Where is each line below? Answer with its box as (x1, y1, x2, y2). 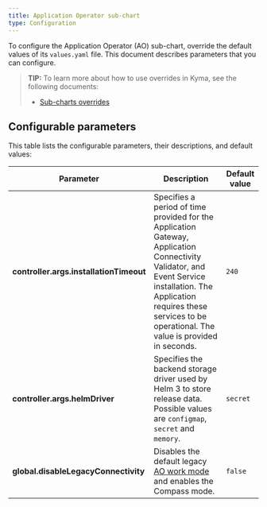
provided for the (153, 211, 215, 223)
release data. (153, 393, 203, 404)
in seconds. (153, 341, 197, 352)
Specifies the (153, 354, 203, 365)
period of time (153, 202, 207, 213)
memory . (153, 433, 181, 444)
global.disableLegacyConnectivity (12, 466, 145, 477)
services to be (153, 311, 207, 322)
